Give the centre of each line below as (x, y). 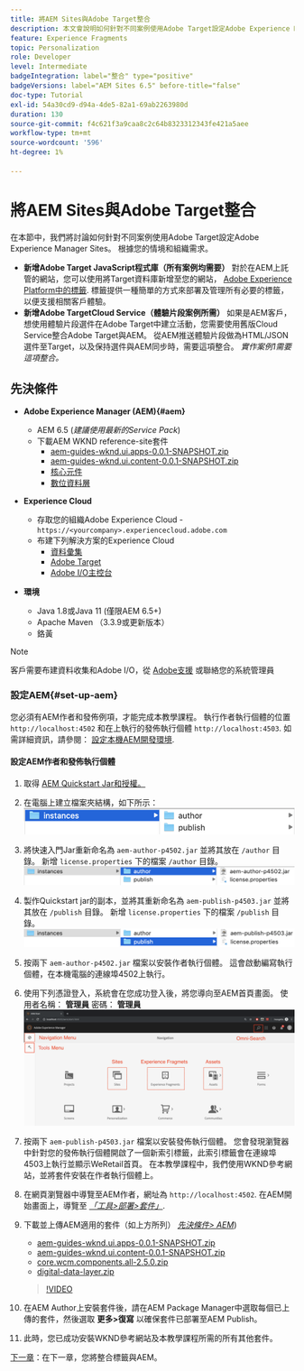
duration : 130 (37, 114)
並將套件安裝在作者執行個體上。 (99, 1175)
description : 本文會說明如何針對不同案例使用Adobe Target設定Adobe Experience (150, 28)
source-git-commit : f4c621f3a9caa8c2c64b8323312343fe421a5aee (129, 124)
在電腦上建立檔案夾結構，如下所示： (91, 802)
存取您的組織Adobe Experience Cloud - (110, 520)
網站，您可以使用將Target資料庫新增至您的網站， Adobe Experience (166, 279)
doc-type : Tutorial (47, 95)
